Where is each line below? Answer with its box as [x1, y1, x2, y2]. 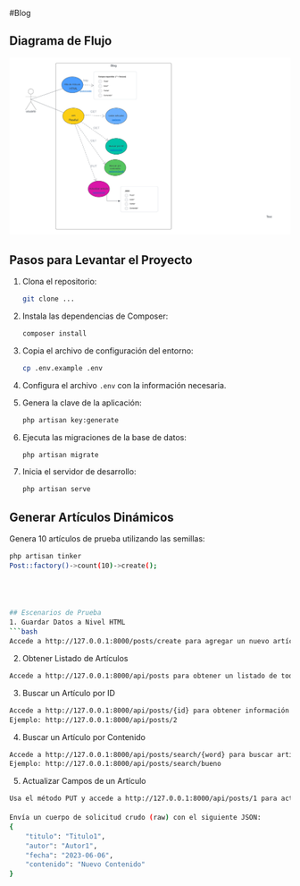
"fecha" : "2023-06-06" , [25, 850, 114, 860]
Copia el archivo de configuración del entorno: [21, 345, 194, 356]
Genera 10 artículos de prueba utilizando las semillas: [9, 533, 205, 544]
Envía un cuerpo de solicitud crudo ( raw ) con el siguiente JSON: [9, 814, 262, 822]
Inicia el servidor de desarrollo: [21, 466, 137, 477]
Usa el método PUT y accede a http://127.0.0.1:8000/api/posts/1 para [9, 794, 278, 804]
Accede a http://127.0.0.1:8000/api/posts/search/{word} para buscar [9, 750, 274, 759]
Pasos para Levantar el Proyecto [9, 252, 193, 268]
